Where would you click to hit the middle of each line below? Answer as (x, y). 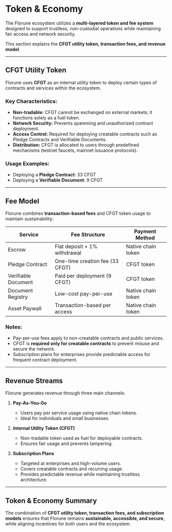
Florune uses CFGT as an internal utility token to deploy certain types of (81, 82)
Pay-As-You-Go (30, 403)
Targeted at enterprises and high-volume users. (71, 463)
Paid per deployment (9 (83, 276)
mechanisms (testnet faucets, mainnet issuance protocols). (75, 150)
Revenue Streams (34, 381)
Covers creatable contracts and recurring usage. (72, 469)
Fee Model (22, 201)
